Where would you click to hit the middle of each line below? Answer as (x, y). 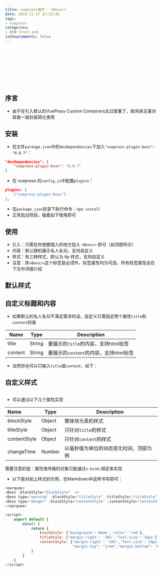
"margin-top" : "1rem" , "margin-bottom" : (112, 547)
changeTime (22, 451)
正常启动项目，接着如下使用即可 (44, 215)
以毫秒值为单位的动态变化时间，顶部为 (108, 448)
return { (40, 528)
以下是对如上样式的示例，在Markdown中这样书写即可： (67, 479)
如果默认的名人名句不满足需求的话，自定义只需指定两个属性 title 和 (79, 316)
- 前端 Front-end (22, 32)
